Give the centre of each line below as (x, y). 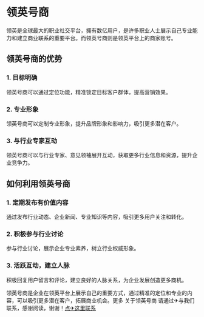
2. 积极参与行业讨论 (35, 234)
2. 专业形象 (22, 109)
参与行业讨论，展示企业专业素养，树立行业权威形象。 (73, 249)
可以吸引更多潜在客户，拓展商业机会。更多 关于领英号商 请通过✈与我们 (106, 300)
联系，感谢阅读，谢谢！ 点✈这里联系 (51, 308)
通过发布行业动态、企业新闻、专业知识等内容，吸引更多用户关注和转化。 (97, 216)
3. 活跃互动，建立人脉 (38, 265)
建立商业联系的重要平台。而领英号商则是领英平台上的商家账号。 (97, 38)
